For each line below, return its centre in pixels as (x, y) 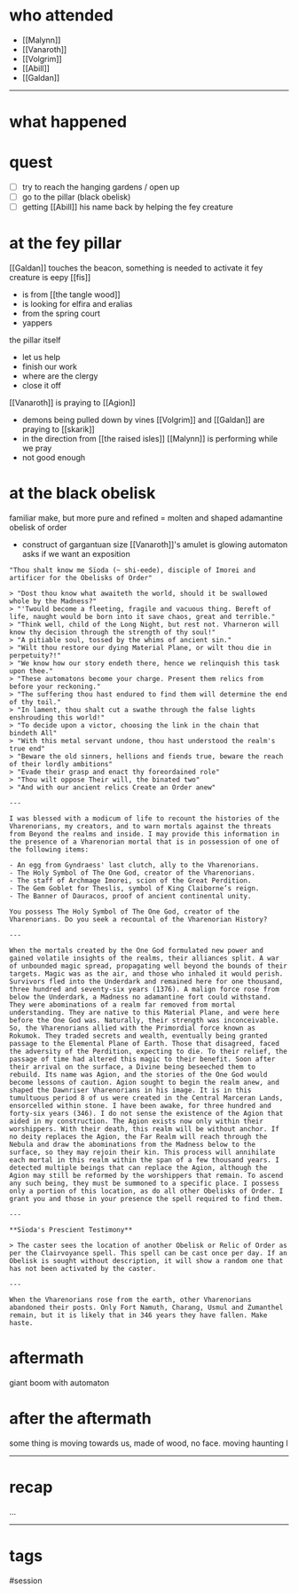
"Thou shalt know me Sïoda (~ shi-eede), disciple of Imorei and (132, 570)
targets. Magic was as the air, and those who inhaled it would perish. (146, 974)
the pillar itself (35, 340)
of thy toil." (35, 702)
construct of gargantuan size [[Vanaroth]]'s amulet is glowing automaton (155, 545)
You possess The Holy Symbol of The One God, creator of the (125, 912)
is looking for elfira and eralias (77, 304)
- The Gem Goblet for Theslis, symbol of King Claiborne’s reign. (134, 889)
